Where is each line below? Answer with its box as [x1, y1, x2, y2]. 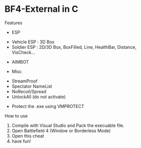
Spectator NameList [11, 83, 53, 89]
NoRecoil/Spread [11, 88, 47, 94]
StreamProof [11, 78, 38, 84]
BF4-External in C [4, 3, 79, 15]
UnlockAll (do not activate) [11, 94, 66, 100]
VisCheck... [11, 49, 35, 55]
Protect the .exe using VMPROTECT [11, 103, 85, 109]
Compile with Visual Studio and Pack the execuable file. [11, 122, 125, 128]
